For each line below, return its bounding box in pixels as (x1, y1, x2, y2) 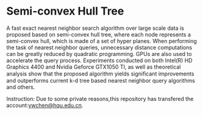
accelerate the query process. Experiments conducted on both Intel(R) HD (6, 57, 193, 64)
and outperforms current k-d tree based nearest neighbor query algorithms (6, 77, 195, 84)
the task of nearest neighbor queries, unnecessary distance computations (6, 44, 193, 51)
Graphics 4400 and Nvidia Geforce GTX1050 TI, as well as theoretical (6, 63, 181, 71)
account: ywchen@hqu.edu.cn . (6, 102, 84, 109)
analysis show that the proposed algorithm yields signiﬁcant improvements (6, 70, 194, 77)
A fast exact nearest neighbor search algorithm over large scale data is (6, 24, 185, 32)
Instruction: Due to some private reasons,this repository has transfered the (6, 95, 194, 102)
